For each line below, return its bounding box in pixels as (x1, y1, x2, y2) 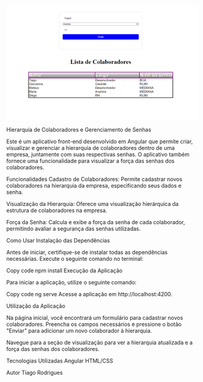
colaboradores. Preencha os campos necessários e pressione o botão (6, 320, 182, 328)
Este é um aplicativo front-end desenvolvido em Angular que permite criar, (6, 138, 193, 145)
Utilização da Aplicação (6, 302, 66, 309)
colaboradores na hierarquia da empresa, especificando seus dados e (6, 182, 182, 189)
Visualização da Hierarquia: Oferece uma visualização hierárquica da (6, 200, 179, 207)
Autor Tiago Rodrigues (6, 369, 63, 376)
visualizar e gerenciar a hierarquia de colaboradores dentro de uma (6, 144, 175, 151)
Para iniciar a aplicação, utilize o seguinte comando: (6, 278, 137, 286)
